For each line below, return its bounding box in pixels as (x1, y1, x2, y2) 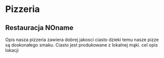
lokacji (5, 47, 19, 53)
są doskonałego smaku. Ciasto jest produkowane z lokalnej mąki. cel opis (5, 42, 158, 48)
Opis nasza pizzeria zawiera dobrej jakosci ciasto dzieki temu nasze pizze (5, 36, 159, 42)
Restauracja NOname (5, 23, 74, 32)
